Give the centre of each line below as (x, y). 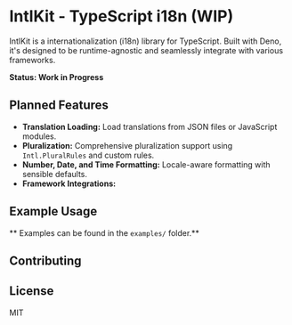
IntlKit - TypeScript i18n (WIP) (122, 16)
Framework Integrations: (69, 183)
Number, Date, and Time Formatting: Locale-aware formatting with (146, 164)
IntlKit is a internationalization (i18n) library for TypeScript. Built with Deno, (146, 41)
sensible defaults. (54, 174)
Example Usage (53, 211)
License (32, 291)
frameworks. (32, 60)
